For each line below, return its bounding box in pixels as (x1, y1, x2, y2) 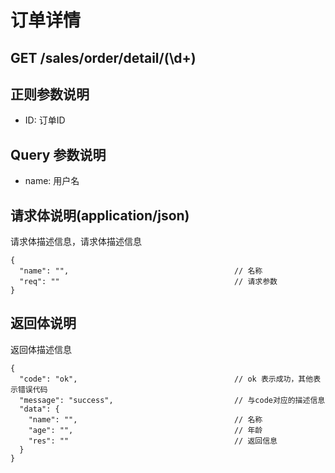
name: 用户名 (24, 175, 80, 187)
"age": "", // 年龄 (28, 425, 263, 435)
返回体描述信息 (10, 343, 72, 355)
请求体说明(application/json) (10, 207, 190, 224)
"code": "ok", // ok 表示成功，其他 (19, 374, 314, 384)
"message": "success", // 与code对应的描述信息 (19, 395, 326, 405)
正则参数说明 (10, 86, 90, 103)
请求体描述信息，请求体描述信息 (10, 236, 142, 248)
